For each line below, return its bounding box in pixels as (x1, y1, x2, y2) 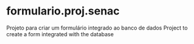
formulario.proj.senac (6, 4, 120, 18)
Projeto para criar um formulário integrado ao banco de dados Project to (6, 24, 188, 31)
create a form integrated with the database (6, 30, 114, 37)
